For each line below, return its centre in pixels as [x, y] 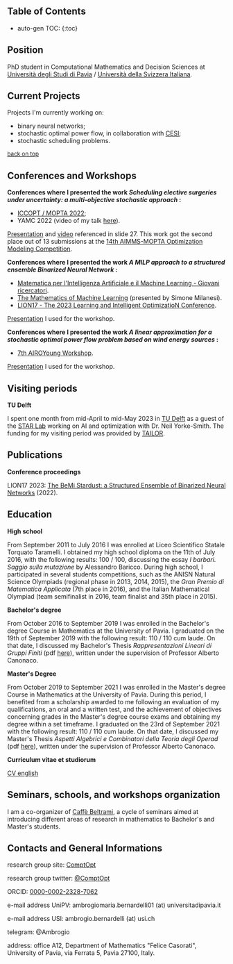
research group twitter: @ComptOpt [59, 879]
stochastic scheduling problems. [64, 141]
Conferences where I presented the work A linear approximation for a [110, 332]
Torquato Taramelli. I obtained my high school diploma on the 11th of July [111, 552]
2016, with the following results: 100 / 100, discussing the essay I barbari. [112, 559]
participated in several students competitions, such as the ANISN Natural [111, 574]
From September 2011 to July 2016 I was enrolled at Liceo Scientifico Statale [116, 545]
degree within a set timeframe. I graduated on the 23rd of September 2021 [114, 724]
